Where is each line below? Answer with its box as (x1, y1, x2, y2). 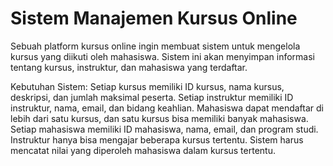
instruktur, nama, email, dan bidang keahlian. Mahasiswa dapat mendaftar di (10, 102, 324, 114)
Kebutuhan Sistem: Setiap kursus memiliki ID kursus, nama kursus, (10, 80, 285, 92)
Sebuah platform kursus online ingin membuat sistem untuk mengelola (10, 40, 301, 52)
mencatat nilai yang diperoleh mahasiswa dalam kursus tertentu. (10, 144, 276, 156)
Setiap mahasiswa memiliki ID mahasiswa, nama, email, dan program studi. (10, 123, 319, 135)
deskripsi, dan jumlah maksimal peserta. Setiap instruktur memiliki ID (10, 91, 294, 103)
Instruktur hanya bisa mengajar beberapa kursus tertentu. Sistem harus (10, 133, 304, 146)
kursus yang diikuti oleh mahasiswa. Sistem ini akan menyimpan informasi (10, 50, 315, 62)
